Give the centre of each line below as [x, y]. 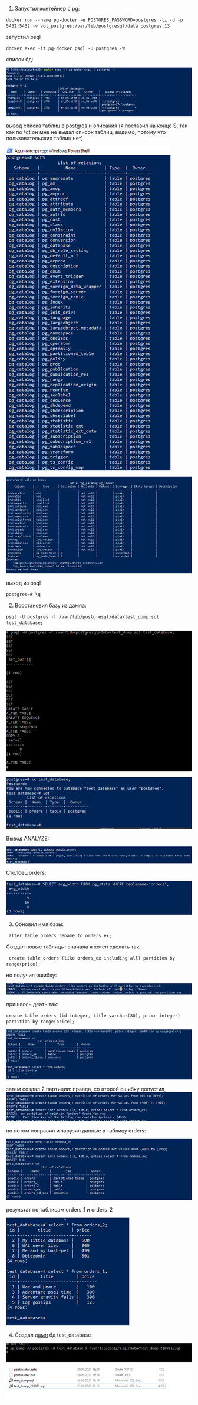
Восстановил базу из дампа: [50, 605]
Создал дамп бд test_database [53, 1335]
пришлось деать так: [32, 1004]
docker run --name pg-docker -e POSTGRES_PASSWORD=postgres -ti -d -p [95, 20]
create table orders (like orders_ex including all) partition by [92, 958]
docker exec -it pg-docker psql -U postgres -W [66, 48]
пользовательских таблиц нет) [45, 138]
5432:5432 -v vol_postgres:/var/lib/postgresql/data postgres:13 [88, 26]
